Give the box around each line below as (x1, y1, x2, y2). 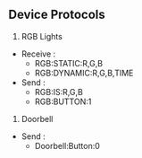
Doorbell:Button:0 (34, 140, 100, 151)
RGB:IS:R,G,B (34, 86, 84, 97)
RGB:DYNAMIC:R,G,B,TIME (34, 67, 134, 78)
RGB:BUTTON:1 (34, 96, 92, 107)
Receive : (21, 48, 56, 59)
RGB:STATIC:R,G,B (34, 57, 104, 68)
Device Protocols (8, 7, 105, 22)
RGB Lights (21, 31, 63, 41)
